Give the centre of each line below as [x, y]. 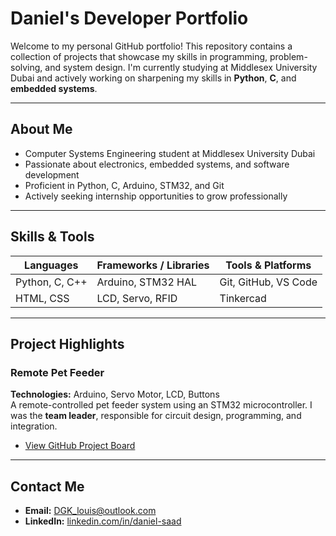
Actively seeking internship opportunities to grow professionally [156, 196]
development [52, 174]
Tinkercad [243, 298]
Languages [51, 265]
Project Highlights [67, 343]
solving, [26, 67]
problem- [288, 56]
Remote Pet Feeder [57, 372]
